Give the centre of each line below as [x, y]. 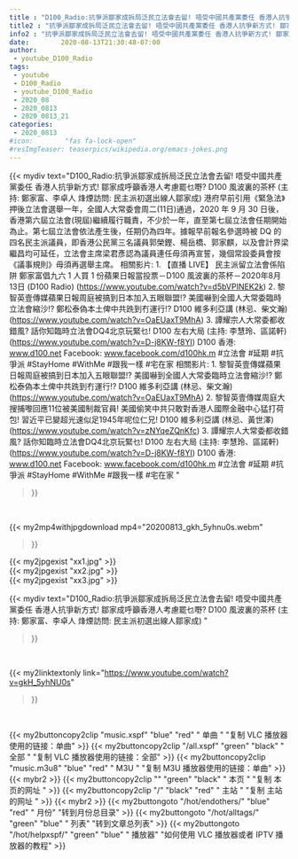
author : [24, 51]
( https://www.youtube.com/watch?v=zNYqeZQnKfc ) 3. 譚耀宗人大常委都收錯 [149, 430]
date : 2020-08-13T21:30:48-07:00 [85, 42]
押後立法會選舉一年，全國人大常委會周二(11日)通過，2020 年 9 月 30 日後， [146, 208]
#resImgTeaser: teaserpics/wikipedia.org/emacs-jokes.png [118, 149]
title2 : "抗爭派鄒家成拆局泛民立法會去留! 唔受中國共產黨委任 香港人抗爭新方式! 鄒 [148, 26]
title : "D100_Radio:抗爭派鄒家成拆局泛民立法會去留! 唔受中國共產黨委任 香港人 [144, 17]
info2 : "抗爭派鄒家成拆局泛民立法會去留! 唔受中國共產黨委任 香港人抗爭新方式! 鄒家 [149, 34]
